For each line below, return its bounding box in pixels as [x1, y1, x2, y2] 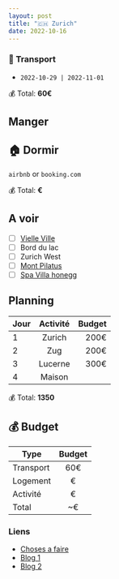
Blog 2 [19, 561, 42, 571]
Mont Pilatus [19, 260, 62, 270]
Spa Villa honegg [19, 269, 78, 280]
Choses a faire [19, 544, 69, 554]
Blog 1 [19, 552, 40, 562]
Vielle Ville [19, 233, 55, 243]
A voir [8, 212, 39, 225]
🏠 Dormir [8, 144, 59, 157]
